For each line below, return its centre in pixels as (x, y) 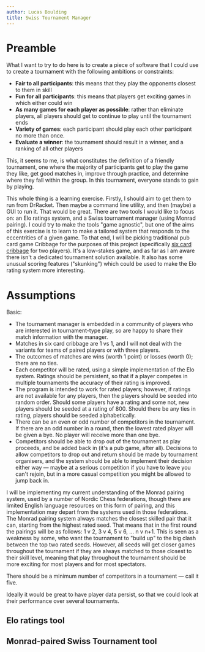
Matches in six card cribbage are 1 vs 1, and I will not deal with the (98, 344)
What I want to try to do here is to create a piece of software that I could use (102, 65)
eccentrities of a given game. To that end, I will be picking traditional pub (98, 238)
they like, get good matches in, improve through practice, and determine (97, 174)
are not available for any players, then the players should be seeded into (106, 396)
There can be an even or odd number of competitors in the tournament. (105, 422)
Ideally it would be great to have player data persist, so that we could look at (102, 595)
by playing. (20, 187)
